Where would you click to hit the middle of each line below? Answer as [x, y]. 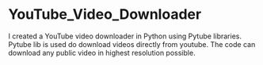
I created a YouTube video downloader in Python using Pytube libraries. [125, 36]
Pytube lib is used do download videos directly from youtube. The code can [132, 44]
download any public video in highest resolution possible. [102, 52]
